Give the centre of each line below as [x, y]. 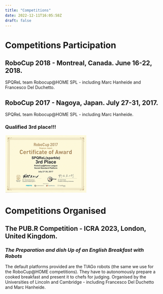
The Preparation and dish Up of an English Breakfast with [75, 250]
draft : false [18, 20]
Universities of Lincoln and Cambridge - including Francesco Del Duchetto [80, 282]
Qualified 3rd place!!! [31, 127]
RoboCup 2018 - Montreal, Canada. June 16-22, [79, 63]
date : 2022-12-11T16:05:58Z [34, 15]
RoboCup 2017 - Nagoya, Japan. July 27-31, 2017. [82, 103]
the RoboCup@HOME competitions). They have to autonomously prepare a [80, 272]
